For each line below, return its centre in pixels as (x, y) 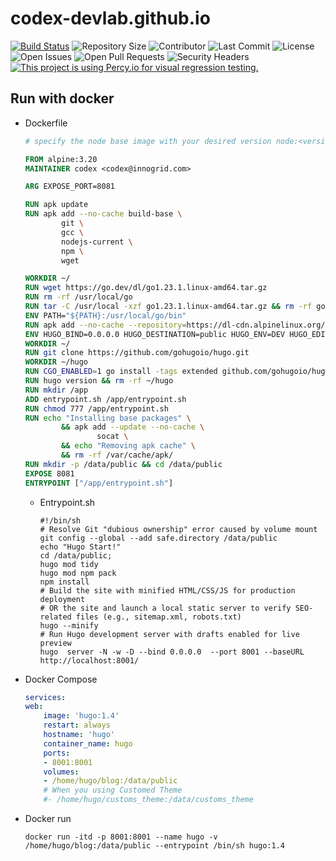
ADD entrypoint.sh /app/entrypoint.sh (105, 399)
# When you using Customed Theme (113, 790)
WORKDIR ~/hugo (56, 362)
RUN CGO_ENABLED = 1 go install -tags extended (121, 372)
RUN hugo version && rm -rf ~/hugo (99, 381)
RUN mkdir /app (56, 390)
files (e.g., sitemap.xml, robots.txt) (158, 617)
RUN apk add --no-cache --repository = (105, 325)
